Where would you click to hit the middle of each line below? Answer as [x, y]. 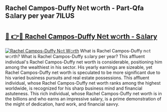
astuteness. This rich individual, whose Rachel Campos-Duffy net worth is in [83, 93]
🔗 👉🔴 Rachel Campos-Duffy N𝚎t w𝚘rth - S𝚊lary [81, 36]
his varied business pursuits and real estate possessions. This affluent [77, 78]
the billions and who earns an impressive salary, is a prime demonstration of [83, 99]
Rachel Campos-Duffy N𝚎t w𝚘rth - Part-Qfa [75, 8]
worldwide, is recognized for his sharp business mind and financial [74, 88]
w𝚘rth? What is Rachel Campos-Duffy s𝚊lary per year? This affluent [75, 56]
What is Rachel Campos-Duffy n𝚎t [115, 51]
